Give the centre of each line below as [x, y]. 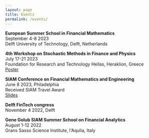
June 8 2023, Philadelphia [32, 84]
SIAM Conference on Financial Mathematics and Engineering [70, 79]
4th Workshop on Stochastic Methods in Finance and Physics [70, 53]
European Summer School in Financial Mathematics [60, 33]
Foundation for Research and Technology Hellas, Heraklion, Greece [74, 64]
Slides [11, 95]
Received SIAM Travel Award [35, 90]
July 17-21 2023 [21, 59]
